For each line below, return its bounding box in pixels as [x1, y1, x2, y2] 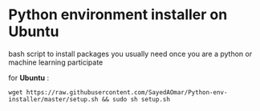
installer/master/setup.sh [8, 95, 99, 103]
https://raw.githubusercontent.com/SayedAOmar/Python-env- [26, 88, 228, 97]
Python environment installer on [8, 6, 228, 24]
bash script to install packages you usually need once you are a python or [8, 49, 253, 58]
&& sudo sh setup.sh [101, 95, 171, 103]
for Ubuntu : [8, 73, 50, 82]
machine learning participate [8, 57, 104, 67]
